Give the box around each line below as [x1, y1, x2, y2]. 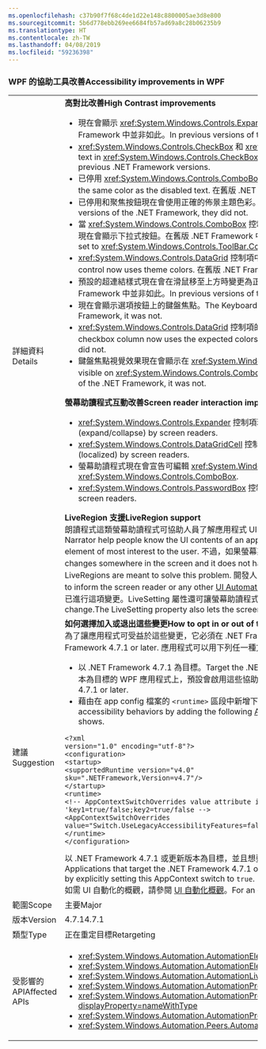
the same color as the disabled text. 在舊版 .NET [78, 185, 256, 196]
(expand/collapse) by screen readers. [78, 428, 218, 439]
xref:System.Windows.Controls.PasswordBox [78, 482, 247, 494]
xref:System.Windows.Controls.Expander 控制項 [78, 417, 257, 428]
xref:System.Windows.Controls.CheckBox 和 [78, 141, 244, 152]
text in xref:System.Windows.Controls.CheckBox [78, 152, 259, 163]
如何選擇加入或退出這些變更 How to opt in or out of [64, 618, 255, 629]
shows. [78, 716, 105, 727]
